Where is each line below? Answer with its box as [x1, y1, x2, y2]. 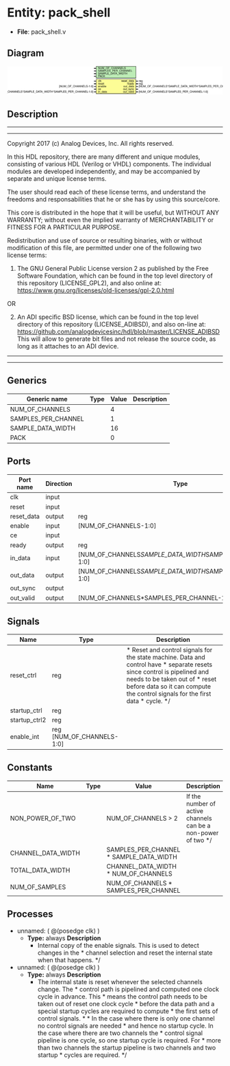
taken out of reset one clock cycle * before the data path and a [37, 999, 215, 1008]
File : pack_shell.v [16, 27, 66, 36]
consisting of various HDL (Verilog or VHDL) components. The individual [7, 160, 212, 168]
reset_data [10, 512, 40, 520]
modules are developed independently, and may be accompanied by [7, 167, 201, 175]
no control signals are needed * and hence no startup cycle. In [37, 1021, 214, 1030]
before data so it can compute [126, 682, 211, 690]
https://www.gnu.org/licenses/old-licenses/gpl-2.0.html [16, 287, 175, 294]
